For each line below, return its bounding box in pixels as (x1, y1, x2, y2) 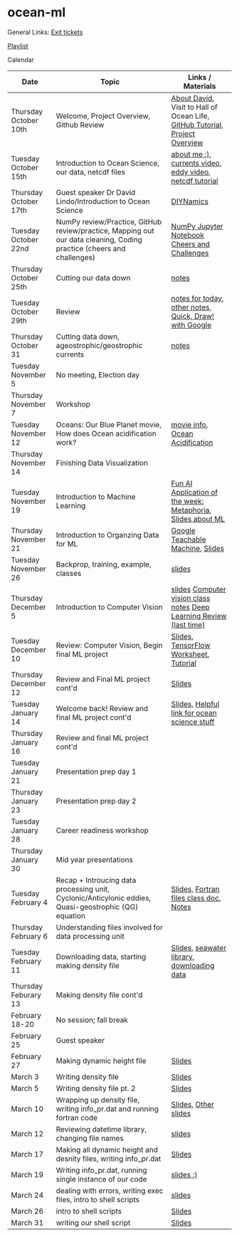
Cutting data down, (55, 332, 119, 342)
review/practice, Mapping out (55, 226, 154, 236)
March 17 (11, 1149, 44, 1159)
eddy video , (171, 167, 211, 177)
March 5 (11, 1083, 39, 1093)
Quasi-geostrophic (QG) (55, 902, 139, 912)
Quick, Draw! (171, 311, 215, 321)
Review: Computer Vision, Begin (55, 640, 164, 650)
